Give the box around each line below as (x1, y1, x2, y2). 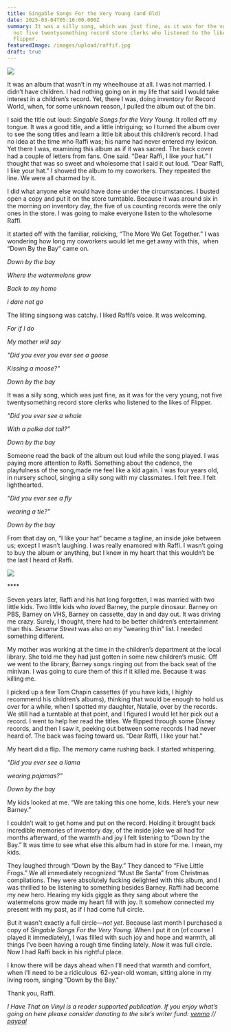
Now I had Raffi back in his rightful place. (7, 947, 124, 956)
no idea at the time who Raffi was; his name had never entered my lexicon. (7, 137, 219, 145)
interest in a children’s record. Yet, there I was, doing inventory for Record (7, 94, 216, 103)
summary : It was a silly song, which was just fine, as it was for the (7, 23, 217, 30)
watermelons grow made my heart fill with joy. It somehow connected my (7, 898, 214, 906)
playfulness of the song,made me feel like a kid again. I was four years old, (7, 465, 219, 474)
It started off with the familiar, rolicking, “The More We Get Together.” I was (7, 230, 220, 238)
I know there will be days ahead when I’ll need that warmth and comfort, (7, 960, 212, 969)
